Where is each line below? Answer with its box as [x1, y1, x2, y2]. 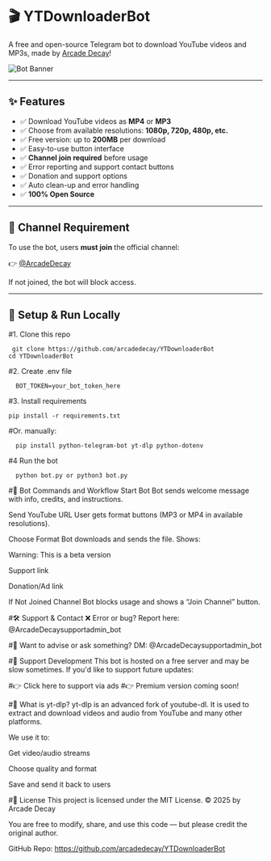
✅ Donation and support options [19, 171, 127, 180]
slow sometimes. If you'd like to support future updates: [8, 665, 194, 675]
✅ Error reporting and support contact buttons [19, 162, 175, 172]
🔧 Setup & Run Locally [8, 307, 121, 321]
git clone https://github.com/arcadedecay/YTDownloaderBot [11, 346, 215, 354]
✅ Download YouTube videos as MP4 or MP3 [19, 116, 172, 126]
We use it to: [8, 732, 50, 742]
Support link [8, 566, 49, 575]
